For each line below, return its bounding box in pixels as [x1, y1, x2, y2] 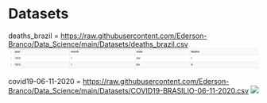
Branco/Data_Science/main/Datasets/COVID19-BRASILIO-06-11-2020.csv [8, 86, 249, 96]
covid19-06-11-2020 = [8, 77, 82, 86]
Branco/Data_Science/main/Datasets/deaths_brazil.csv [8, 39, 188, 48]
